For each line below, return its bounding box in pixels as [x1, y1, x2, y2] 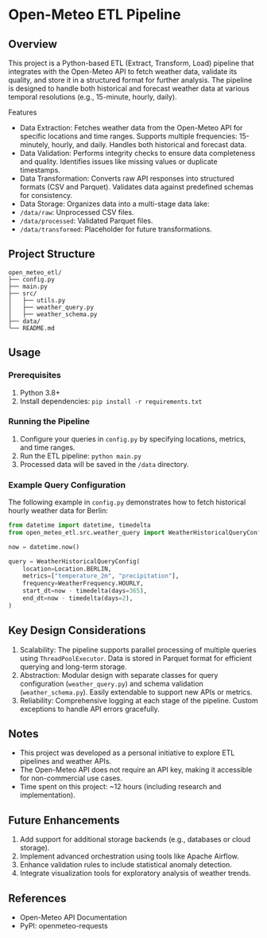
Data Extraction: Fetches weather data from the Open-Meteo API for [19, 123, 243, 132]
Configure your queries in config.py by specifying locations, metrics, [19, 434, 246, 443]
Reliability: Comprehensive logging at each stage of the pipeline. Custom [19, 695, 258, 705]
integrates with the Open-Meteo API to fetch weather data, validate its [8, 67, 238, 76]
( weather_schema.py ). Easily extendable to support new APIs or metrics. [19, 687, 253, 697]
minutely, [19, 140, 50, 149]
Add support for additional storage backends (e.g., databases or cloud [19, 835, 251, 844]
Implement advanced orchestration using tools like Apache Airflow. [19, 851, 240, 861]
